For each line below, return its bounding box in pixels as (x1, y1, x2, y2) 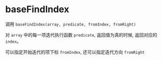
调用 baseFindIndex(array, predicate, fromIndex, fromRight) (5, 21, 136, 27)
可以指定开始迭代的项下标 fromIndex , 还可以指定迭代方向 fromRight (5, 49, 145, 55)
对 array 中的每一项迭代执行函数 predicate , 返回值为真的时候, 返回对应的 (5, 32, 157, 38)
